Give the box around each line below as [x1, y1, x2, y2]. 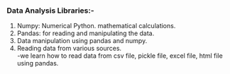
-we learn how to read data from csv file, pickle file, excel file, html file [16, 51, 223, 60]
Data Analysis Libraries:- [6, 6, 94, 16]
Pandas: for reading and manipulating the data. [16, 29, 155, 37]
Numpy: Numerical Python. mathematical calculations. [16, 22, 176, 30]
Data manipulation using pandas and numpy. [16, 37, 148, 45]
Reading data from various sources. [16, 44, 122, 53]
